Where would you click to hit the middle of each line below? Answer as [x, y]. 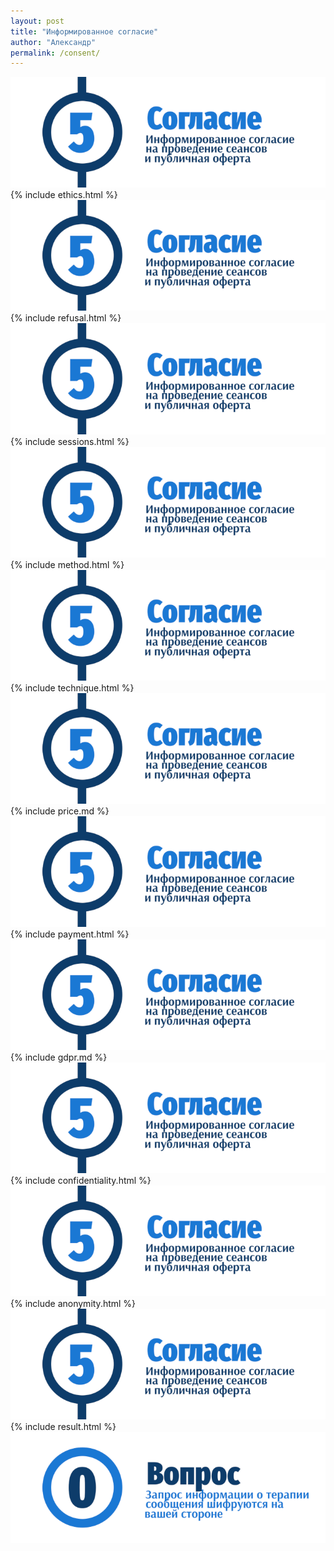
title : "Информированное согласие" [84, 31]
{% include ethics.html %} [64, 195]
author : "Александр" [53, 42]
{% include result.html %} [63, 1427]
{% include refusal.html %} [66, 318]
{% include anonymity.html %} [73, 1304]
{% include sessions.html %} [70, 441]
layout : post [37, 21]
